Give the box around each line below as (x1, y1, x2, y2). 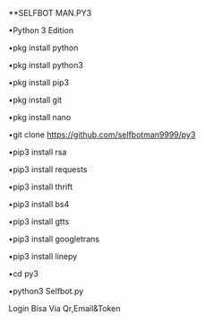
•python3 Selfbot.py (8, 286, 84, 296)
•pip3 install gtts (8, 216, 70, 227)
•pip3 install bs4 (8, 199, 70, 209)
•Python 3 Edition (8, 25, 73, 35)
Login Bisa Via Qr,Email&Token (8, 303, 121, 313)
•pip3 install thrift (8, 181, 73, 192)
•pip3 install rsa (8, 147, 67, 157)
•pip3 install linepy (8, 251, 78, 261)
